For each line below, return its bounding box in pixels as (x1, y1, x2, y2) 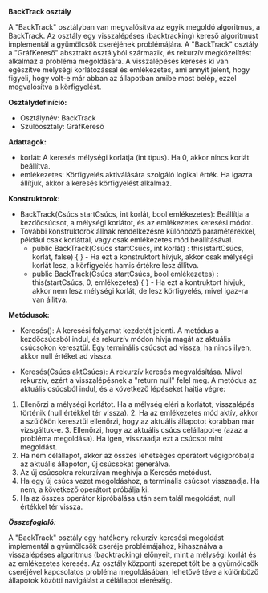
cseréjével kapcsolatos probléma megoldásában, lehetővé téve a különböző (8, 567, 259, 576)
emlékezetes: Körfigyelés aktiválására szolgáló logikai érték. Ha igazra (19, 170, 253, 179)
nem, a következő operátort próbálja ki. (19, 485, 150, 494)
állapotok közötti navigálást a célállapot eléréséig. (8, 575, 173, 585)
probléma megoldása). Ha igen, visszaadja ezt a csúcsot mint (19, 433, 223, 443)
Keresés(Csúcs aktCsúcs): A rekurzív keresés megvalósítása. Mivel (19, 367, 243, 376)
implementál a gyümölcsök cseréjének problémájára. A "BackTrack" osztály (8, 39, 259, 49)
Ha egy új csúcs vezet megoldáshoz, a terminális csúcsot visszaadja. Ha (19, 477, 261, 485)
